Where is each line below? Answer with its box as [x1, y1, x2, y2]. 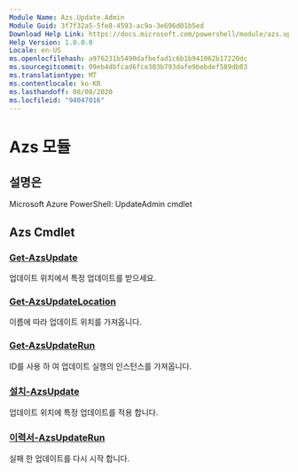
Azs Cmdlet [9, 224, 75, 240]
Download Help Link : [9, 29, 86, 38]
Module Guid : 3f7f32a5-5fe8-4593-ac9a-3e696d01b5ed [9, 21, 204, 30]
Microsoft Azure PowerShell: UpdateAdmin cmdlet [9, 199, 192, 210]
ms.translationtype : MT [9, 71, 98, 80]
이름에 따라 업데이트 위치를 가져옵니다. [9, 316, 142, 327]
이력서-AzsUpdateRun [9, 431, 106, 444]
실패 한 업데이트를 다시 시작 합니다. [9, 453, 130, 464]
